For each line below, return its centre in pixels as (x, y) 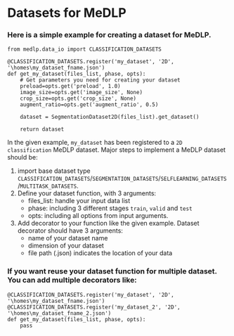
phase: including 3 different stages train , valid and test (110, 208)
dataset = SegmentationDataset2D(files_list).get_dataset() (110, 117)
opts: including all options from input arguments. (98, 216)
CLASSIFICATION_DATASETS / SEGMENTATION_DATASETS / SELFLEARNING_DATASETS (122, 179)
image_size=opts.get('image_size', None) (81, 93)
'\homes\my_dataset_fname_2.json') (59, 313)
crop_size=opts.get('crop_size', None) (78, 99)
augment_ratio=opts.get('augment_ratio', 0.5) (89, 105)
